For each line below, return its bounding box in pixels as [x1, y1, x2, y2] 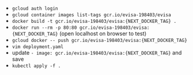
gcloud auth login [11, 5, 58, 11]
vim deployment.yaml [11, 44, 64, 50]
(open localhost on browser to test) [59, 30, 147, 37]
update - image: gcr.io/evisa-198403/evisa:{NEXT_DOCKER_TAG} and [11, 49, 182, 56]
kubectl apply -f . [11, 63, 61, 69]
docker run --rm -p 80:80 [11, 25, 77, 31]
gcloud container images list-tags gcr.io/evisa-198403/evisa [11, 12, 171, 18]
